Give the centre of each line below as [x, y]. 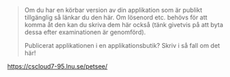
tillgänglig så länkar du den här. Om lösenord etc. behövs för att [116, 17]
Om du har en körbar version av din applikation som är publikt [113, 10]
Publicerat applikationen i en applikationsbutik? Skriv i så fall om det [122, 45]
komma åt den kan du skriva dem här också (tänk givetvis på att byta [124, 25]
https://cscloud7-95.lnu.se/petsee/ [58, 66]
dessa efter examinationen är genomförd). [85, 32]
